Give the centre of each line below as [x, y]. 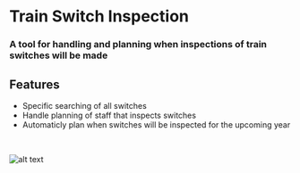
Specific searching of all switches [85, 105]
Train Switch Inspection [99, 16]
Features [34, 84]
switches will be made [59, 55]
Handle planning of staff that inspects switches [109, 115]
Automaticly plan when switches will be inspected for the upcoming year [156, 124]
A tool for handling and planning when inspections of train [138, 45]
